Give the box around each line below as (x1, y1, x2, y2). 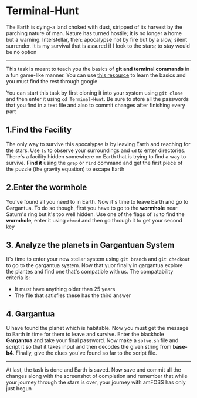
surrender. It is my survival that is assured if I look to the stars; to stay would (6, 42, 191, 49)
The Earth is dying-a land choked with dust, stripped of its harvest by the (6, 23, 183, 31)
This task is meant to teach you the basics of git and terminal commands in (6, 65, 189, 72)
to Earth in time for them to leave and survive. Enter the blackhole (6, 330, 164, 338)
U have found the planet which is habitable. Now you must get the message (6, 325, 189, 332)
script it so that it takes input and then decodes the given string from (6, 343, 172, 350)
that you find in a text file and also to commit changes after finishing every (6, 102, 186, 109)
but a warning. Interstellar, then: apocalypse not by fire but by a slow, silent (6, 36, 188, 43)
